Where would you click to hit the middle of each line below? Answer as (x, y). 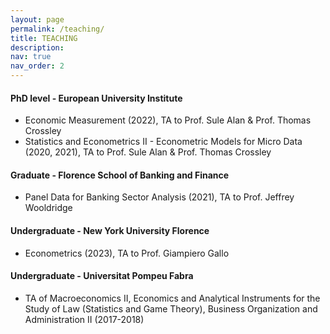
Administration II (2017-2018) (84, 319)
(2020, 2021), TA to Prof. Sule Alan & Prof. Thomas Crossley (148, 152)
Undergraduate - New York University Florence (110, 230)
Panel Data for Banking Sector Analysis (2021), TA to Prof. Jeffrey (159, 197)
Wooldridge (48, 208)
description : (37, 47)
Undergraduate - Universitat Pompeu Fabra (102, 276)
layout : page (37, 19)
